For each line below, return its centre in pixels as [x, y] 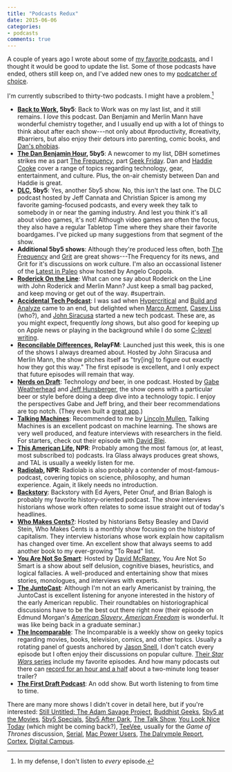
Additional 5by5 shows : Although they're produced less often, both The [120, 249]
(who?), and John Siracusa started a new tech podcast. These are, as [116, 315]
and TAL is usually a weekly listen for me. [76, 462]
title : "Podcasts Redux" [43, 14]
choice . [18, 81]
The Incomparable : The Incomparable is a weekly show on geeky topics [120, 632]
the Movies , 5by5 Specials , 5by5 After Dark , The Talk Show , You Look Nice [114, 719]
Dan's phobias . [39, 146]
